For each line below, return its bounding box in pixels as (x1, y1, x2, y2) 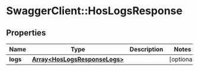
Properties (6, 28, 46, 38)
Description (129, 46, 164, 53)
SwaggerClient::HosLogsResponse (6, 4, 182, 18)
